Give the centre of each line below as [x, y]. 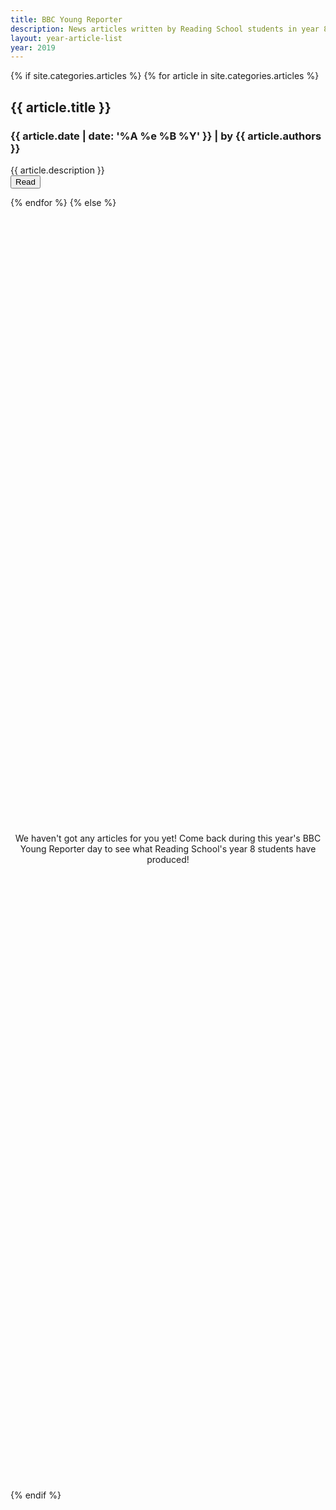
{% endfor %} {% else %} [63, 202]
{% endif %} [36, 1495]
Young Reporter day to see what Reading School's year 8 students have [168, 848]
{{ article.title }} [61, 107]
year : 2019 [33, 47]
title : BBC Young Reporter [66, 19]
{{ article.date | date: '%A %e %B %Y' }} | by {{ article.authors [166, 136]
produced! [168, 859]
